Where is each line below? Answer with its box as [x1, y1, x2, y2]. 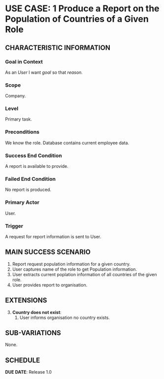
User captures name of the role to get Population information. [12, 266, 137, 272]
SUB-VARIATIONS [5, 328, 61, 337]
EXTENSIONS [5, 296, 47, 305]
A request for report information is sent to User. [5, 233, 101, 239]
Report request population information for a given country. [12, 261, 131, 267]
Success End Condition [5, 152, 63, 159]
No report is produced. [5, 187, 52, 192]
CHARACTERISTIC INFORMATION [5, 43, 111, 52]
